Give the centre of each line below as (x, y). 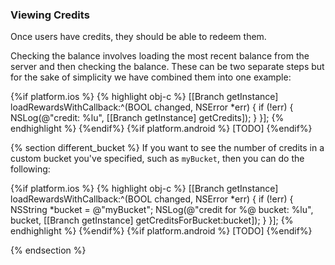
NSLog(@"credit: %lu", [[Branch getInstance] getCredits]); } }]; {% (147, 118)
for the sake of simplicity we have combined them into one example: (151, 77)
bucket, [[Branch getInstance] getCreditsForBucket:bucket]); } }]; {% (152, 220)
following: (30, 169)
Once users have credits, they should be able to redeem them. (138, 37)
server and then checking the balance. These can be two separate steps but (167, 67)
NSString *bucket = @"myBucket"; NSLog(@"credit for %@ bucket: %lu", (162, 210)
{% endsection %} (48, 250)
